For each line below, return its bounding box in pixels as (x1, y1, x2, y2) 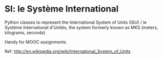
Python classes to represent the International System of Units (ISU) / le (4, 19, 147, 25)
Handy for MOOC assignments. (4, 39, 68, 44)
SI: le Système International (4, 3, 119, 15)
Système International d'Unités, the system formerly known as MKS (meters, (4, 24, 158, 30)
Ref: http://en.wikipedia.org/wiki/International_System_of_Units (4, 48, 131, 54)
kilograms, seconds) (4, 29, 46, 35)
